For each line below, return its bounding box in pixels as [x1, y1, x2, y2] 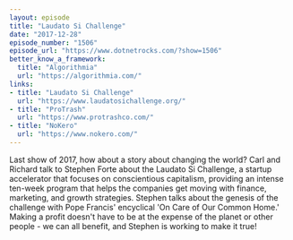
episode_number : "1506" [9, 38, 99, 47]
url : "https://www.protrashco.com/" [17, 113, 154, 122]
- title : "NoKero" [9, 122, 78, 131]
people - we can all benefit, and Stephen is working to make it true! [9, 220, 257, 231]
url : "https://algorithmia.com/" [17, 72, 142, 81]
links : [9, 80, 34, 89]
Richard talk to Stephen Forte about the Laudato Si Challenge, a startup [9, 163, 272, 175]
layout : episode [9, 13, 70, 22]
